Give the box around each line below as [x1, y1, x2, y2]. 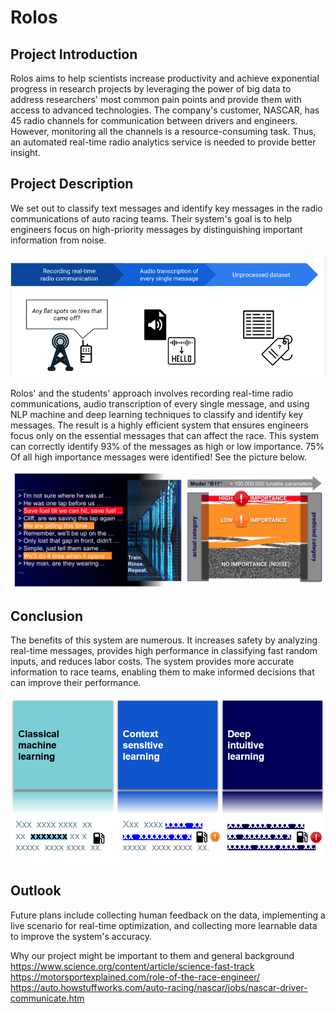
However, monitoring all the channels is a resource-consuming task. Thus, [10, 126, 317, 137]
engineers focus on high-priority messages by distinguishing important [10, 223, 303, 235]
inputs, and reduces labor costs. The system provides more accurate [10, 656, 295, 668]
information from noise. [10, 234, 107, 246]
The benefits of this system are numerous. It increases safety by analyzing [10, 634, 318, 646]
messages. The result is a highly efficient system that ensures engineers [10, 419, 309, 431]
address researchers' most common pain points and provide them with [10, 94, 302, 105]
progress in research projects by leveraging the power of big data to [10, 83, 292, 95]
